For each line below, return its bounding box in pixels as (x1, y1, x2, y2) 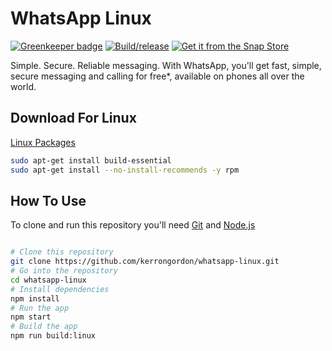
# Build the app (10, 322, 78, 332)
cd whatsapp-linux (10, 275, 87, 285)
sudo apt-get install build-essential (10, 155, 172, 166)
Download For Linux (10, 110, 137, 127)
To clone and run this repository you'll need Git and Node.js (10, 219, 256, 231)
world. (10, 80, 37, 92)
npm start (10, 312, 52, 322)
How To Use (10, 192, 87, 209)
